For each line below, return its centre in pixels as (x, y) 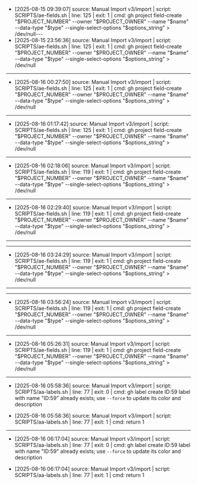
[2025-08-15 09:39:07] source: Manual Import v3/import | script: (93, 9)
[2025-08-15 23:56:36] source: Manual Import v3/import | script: (93, 40)
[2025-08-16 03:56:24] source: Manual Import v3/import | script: (93, 302)
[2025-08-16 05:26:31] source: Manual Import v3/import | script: (93, 344)
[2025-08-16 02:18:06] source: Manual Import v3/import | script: (93, 165)
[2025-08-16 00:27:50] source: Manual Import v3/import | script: (93, 82)
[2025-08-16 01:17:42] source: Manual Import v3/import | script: (92, 124)
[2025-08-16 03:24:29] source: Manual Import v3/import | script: (93, 255)
